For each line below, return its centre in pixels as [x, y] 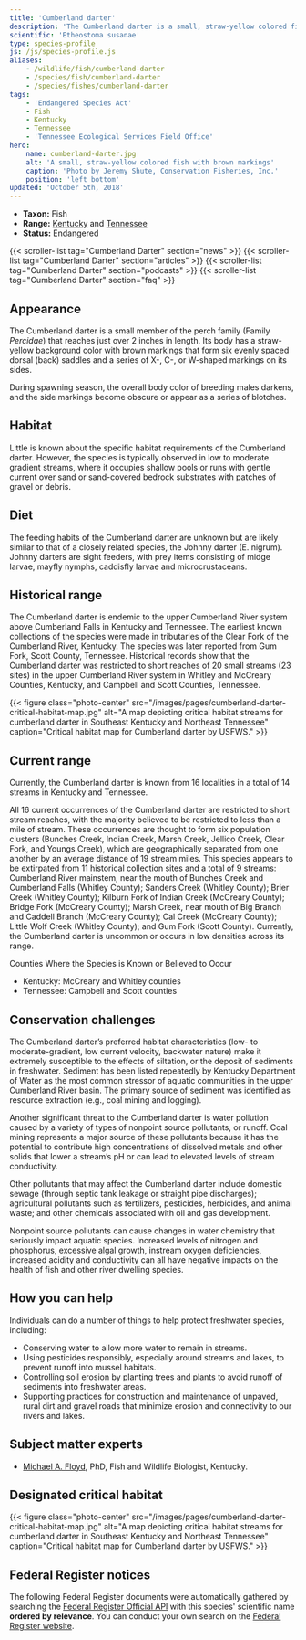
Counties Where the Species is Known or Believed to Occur [121, 964]
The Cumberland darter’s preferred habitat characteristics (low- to [134, 1042]
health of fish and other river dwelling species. [97, 1270]
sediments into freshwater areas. [84, 1386]
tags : [20, 94]
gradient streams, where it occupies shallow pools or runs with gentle [140, 467]
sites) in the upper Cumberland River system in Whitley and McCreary [140, 675]
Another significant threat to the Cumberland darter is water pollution [139, 1117]
